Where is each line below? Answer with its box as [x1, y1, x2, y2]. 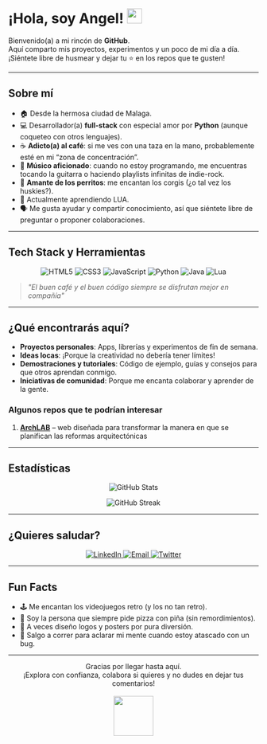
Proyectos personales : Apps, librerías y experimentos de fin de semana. [19, 343, 258, 352]
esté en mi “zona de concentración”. [19, 152, 139, 162]
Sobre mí [8, 87, 54, 100]
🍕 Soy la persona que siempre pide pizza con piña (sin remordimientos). [19, 613, 256, 623]
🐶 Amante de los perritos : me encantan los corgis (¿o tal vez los [19, 178, 232, 187]
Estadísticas [8, 462, 72, 476]
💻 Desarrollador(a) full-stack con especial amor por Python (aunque [19, 120, 249, 130]
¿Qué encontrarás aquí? [8, 321, 130, 335]
